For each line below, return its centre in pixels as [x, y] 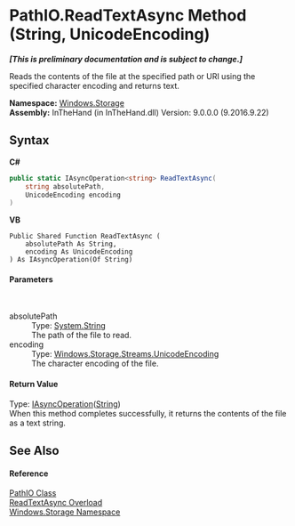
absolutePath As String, [71, 244]
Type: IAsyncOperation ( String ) [65, 404]
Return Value [34, 384]
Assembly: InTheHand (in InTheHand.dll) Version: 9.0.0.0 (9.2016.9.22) [139, 112]
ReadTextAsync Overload [56, 503]
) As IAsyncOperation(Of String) [71, 260]
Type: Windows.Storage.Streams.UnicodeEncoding [125, 354]
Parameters [31, 279]
